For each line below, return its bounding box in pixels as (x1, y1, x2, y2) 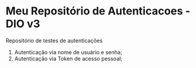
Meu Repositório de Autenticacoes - (5, 4, 191, 18)
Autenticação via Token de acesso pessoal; (14, 55, 123, 62)
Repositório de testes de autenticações (5, 37, 103, 44)
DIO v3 (5, 17, 40, 31)
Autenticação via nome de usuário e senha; (14, 48, 122, 55)
